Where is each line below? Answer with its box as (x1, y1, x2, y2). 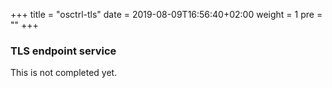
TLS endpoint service (10, 44, 117, 58)
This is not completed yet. (10, 67, 118, 79)
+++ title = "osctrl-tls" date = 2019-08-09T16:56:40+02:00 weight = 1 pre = (10, 9, 323, 20)
